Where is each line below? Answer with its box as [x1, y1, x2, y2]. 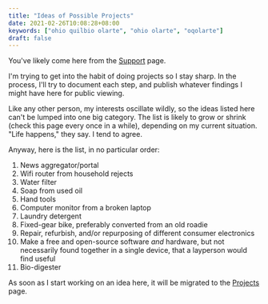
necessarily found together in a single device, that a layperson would [19, 246, 248, 255]
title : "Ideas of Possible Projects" [8, 11, 134, 20]
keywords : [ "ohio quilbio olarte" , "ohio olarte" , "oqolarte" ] [8, 26, 224, 34]
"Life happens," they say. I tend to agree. [8, 130, 142, 139]
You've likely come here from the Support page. [8, 56, 166, 66]
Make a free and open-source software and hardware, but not [19, 237, 225, 246]
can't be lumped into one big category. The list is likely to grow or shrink [8, 113, 246, 122]
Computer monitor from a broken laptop [19, 203, 152, 213]
